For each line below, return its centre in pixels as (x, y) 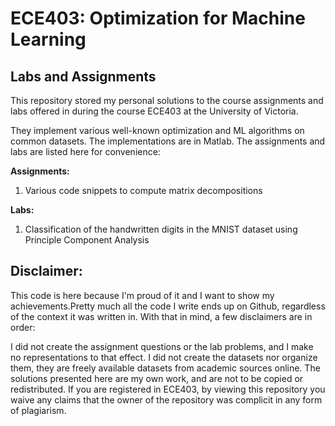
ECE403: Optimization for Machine (158, 18)
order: (23, 327)
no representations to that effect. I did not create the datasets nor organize (164, 357)
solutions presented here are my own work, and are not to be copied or (157, 378)
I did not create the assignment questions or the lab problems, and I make (162, 346)
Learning (48, 39)
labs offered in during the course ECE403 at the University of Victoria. (154, 111)
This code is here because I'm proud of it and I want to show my (142, 295)
